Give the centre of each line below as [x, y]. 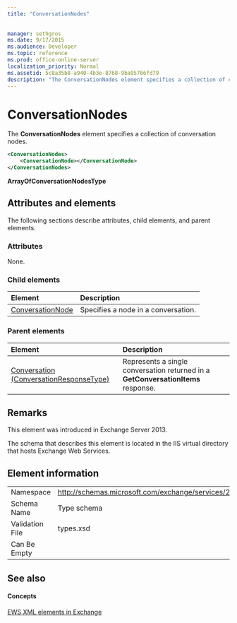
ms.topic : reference [38, 54]
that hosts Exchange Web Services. [59, 451]
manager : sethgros [34, 34]
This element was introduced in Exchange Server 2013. [87, 430]
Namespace [31, 492]
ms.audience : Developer [42, 47]
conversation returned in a [166, 370]
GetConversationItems [162, 379]
